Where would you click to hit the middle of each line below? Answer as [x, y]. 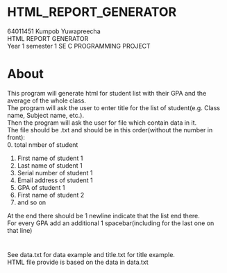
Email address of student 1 [55, 180]
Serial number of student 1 [55, 173]
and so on [32, 202]
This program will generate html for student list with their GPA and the [107, 93]
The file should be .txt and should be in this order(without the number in [110, 130]
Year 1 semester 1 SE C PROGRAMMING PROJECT [79, 46]
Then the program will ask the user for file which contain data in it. [102, 123]
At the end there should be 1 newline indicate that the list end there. [103, 215]
